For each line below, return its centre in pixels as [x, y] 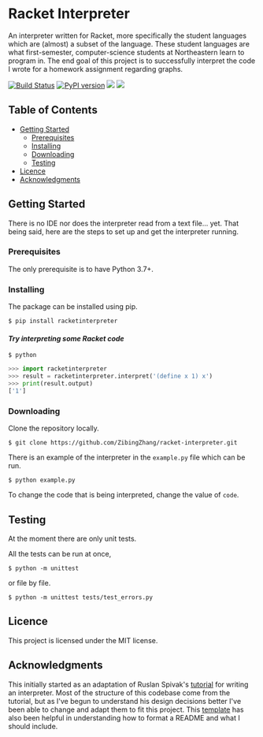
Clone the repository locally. [54, 428]
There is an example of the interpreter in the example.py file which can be [127, 457]
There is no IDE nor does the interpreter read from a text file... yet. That [124, 223]
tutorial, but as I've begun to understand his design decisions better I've [125, 701]
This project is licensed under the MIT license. [83, 640]
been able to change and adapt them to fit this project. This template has [126, 709]
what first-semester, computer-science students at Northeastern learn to [126, 52]
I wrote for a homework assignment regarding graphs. [96, 69]
